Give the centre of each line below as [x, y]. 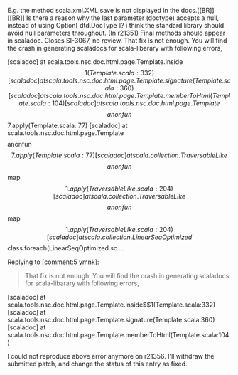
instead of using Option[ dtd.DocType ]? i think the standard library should [116, 25]
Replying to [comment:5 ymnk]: [53, 262]
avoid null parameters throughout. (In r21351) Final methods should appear [117, 33]
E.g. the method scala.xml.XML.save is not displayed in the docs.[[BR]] [111, 10]
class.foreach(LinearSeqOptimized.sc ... [66, 248]
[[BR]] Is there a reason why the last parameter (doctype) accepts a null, [113, 18]
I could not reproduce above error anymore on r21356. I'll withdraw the [111, 356]
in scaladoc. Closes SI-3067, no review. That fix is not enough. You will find [117, 41]
